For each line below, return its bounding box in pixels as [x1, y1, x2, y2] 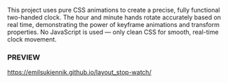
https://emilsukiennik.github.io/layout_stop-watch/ [7, 68, 152, 77]
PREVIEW [7, 52, 40, 62]
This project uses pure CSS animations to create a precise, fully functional [7, 6, 220, 14]
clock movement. [7, 35, 57, 44]
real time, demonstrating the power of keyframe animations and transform [7, 21, 220, 28]
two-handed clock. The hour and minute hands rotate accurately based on [7, 13, 222, 21]
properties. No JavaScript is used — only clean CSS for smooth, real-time [7, 28, 219, 36]
